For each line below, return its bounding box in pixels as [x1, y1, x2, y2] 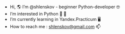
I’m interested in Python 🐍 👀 [9, 11, 67, 17]
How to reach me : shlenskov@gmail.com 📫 [9, 24, 101, 29]
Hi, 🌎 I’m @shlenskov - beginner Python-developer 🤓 [9, 4, 120, 10]
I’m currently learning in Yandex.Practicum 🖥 [9, 17, 101, 22]
